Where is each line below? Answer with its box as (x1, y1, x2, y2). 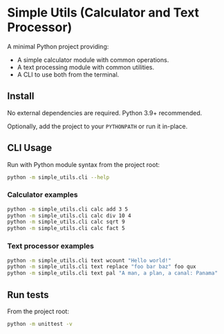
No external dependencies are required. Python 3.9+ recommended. (7, 108, 203, 117)
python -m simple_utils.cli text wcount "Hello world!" (7, 257, 171, 264)
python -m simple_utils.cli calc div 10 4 (7, 212, 131, 219)
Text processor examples (7, 242, 95, 251)
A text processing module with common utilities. (17, 63, 154, 71)
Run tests (7, 288, 49, 301)
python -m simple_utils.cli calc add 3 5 (7, 206, 129, 213)
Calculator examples (7, 190, 78, 199)
